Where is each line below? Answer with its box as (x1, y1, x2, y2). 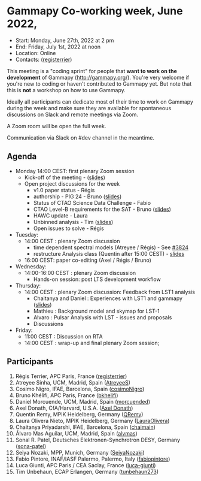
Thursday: (15, 282, 41, 289)
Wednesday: (15, 262, 47, 270)
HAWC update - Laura (33, 211, 89, 219)
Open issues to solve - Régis (33, 225, 104, 232)
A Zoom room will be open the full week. (7, 122, 106, 129)
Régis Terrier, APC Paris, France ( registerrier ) (15, 373, 127, 380)
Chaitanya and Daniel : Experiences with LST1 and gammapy (33, 295, 183, 302)
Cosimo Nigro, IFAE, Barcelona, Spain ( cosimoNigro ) (15, 385, 145, 392)
